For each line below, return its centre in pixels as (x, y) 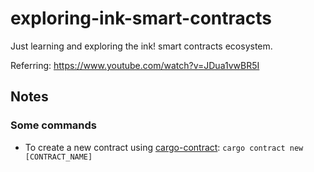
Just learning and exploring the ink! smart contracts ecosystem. (141, 46)
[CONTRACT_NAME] (58, 157)
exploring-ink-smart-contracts (141, 18)
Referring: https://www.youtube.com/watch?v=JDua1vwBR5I (135, 65)
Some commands (53, 125)
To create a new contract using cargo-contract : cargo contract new (164, 147)
